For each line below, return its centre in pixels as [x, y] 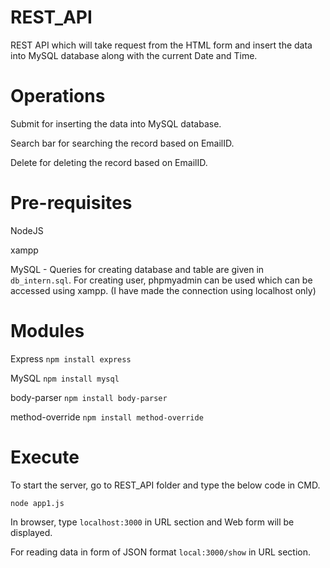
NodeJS [27, 230]
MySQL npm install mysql [65, 378]
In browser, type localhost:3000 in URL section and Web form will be [152, 522]
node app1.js [37, 503]
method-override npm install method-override [107, 417]
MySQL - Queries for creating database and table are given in [137, 269]
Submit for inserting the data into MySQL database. [116, 123]
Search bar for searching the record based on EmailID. [122, 143]
